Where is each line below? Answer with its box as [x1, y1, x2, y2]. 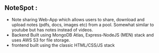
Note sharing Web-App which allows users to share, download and [11, 16, 145, 22]
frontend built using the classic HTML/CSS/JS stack [11, 42, 115, 48]
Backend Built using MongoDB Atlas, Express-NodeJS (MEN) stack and [11, 32, 154, 38]
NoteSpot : [4, 4, 38, 12]
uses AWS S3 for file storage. [11, 37, 71, 43]
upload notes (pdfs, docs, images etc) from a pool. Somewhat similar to [11, 22, 154, 27]
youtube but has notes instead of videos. [11, 26, 93, 33]
